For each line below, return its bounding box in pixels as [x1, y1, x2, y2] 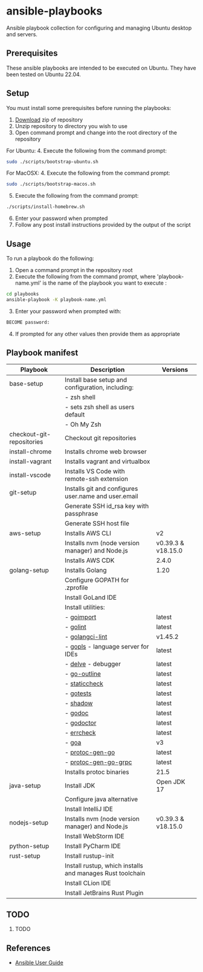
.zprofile [64, 583, 89, 592]
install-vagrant [9, 458, 52, 466]
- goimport [64, 613, 97, 621]
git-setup [9, 488, 37, 497]
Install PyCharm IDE [64, 842, 121, 850]
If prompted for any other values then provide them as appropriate [14, 330, 180, 337]
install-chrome [9, 447, 52, 456]
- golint [64, 623, 86, 631]
